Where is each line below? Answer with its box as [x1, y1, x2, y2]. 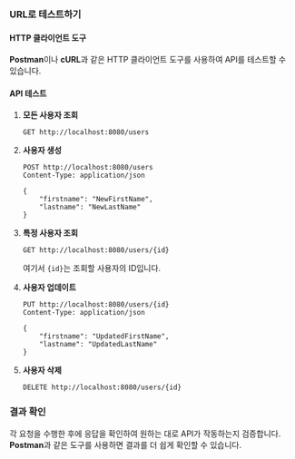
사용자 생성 [22, 145, 62, 156]
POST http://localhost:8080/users [22, 163, 153, 172]
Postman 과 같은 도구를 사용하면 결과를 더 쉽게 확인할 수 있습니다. [9, 439, 242, 450]
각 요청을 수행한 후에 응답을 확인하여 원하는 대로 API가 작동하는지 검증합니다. [9, 428, 281, 439]
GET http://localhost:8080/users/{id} [22, 246, 170, 255]
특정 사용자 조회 [22, 228, 79, 239]
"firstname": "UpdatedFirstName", [39, 332, 170, 341]
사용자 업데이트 [22, 282, 77, 293]
